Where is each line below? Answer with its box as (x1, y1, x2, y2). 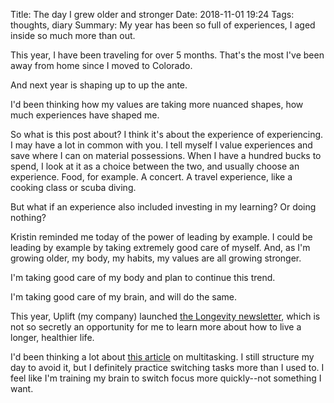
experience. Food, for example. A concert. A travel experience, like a (10, 171, 293, 183)
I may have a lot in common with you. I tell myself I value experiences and (10, 139, 313, 151)
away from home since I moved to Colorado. (10, 60, 193, 71)
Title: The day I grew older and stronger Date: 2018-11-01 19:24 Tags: (10, 9, 295, 20)
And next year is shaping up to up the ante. (10, 79, 188, 91)
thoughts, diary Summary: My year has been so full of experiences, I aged (10, 19, 316, 31)
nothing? (10, 212, 47, 223)
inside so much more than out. (10, 30, 136, 41)
